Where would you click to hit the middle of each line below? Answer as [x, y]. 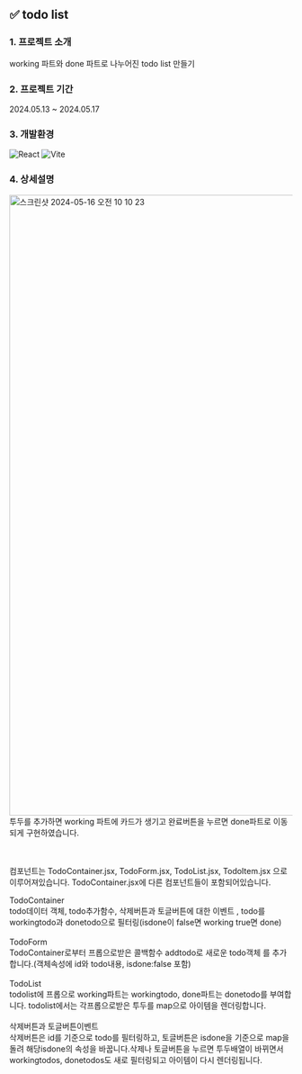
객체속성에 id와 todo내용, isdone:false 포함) [113, 963]
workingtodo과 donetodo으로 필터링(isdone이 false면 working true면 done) [146, 922]
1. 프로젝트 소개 [40, 42]
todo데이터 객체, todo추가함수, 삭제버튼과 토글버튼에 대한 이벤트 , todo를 [138, 911]
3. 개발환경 [32, 134]
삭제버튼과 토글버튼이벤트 [54, 1026]
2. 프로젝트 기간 [41, 89]
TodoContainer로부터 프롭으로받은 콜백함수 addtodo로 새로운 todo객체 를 [140, 952]
